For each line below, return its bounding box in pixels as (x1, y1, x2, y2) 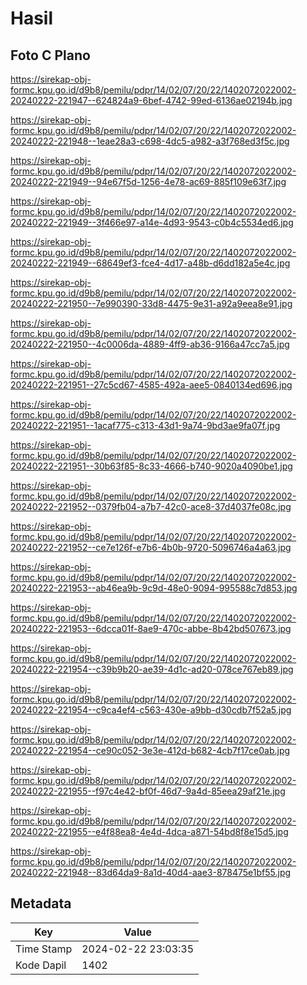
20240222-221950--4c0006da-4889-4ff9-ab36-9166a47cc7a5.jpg (10, 338, 290, 350)
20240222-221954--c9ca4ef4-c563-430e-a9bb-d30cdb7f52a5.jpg (10, 704, 292, 716)
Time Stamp (15, 942, 73, 956)
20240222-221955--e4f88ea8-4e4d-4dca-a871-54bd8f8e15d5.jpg (10, 826, 289, 837)
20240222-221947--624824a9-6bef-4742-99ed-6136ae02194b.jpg (10, 95, 293, 106)
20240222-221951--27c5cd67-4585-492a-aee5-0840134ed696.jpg (10, 379, 293, 391)
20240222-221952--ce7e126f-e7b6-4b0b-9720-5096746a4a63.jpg (10, 542, 292, 553)
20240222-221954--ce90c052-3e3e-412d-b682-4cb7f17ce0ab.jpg (10, 745, 291, 756)
